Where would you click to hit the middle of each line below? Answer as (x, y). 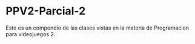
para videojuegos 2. (31, 34)
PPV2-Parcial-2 (46, 11)
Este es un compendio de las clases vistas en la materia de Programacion (97, 28)
